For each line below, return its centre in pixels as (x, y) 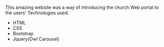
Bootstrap (23, 33)
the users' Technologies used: (37, 13)
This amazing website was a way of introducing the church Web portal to (82, 7)
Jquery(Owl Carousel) (36, 39)
